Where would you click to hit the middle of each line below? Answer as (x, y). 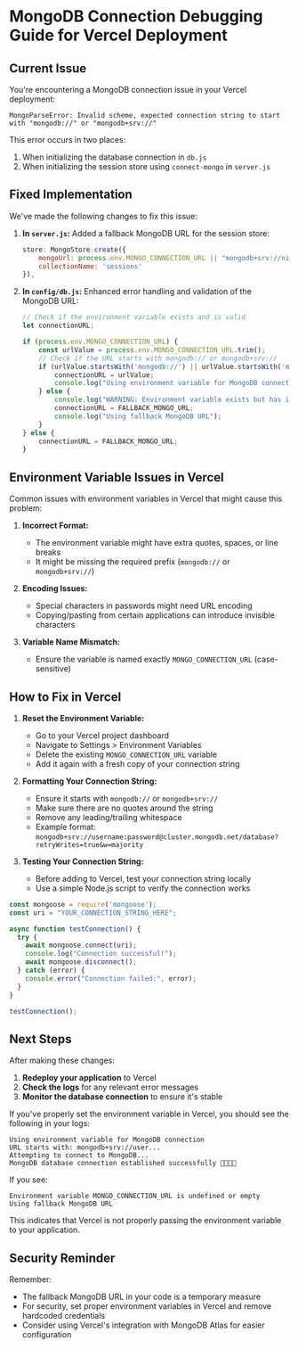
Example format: (65, 827)
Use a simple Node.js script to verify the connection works (143, 888)
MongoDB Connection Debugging (136, 16)
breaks (48, 552)
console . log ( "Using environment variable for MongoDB (156, 383)
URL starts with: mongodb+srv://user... (85, 1147)
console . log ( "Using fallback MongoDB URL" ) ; (138, 416)
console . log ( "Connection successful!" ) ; (101, 954)
